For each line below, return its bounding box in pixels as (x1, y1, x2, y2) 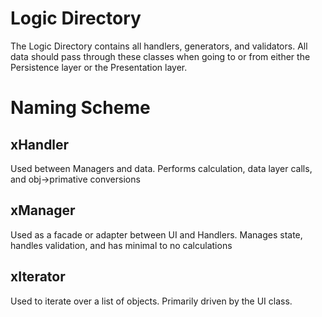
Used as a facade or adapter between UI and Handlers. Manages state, (10, 228, 303, 241)
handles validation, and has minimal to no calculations (10, 239, 233, 251)
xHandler (10, 136, 70, 153)
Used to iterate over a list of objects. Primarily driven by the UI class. (10, 295, 293, 307)
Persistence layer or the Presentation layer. (10, 61, 188, 73)
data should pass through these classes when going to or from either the (10, 50, 311, 62)
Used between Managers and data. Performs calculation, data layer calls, (10, 162, 313, 174)
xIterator (10, 268, 66, 286)
